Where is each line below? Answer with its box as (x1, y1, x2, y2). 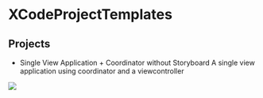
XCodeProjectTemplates (8, 6, 173, 24)
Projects (8, 37, 51, 51)
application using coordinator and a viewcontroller (19, 66, 184, 76)
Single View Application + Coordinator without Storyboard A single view (19, 58, 256, 67)
